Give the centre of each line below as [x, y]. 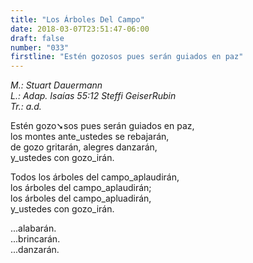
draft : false [37, 38]
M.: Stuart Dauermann [56, 85]
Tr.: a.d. [26, 107]
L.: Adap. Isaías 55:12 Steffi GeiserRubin [93, 96]
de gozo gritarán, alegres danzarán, [84, 147]
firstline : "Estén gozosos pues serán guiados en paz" [127, 57]
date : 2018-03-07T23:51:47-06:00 [80, 29]
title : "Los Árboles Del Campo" [77, 19]
